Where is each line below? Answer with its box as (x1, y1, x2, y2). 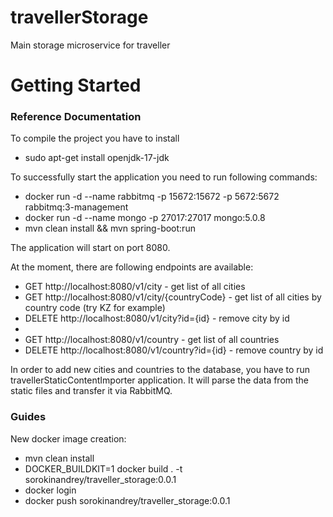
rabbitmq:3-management (24, 201, 129, 213)
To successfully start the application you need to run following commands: (10, 171, 318, 183)
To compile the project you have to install (10, 132, 180, 145)
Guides (10, 410, 47, 424)
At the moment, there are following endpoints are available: (10, 261, 254, 273)
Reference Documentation (10, 110, 142, 124)
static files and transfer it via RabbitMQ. (10, 385, 173, 397)
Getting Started (10, 74, 142, 97)
